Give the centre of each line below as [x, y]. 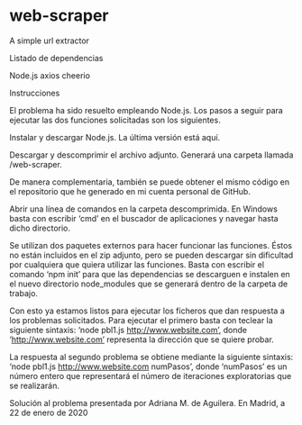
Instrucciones [35, 93]
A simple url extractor [50, 41]
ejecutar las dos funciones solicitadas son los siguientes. [115, 120]
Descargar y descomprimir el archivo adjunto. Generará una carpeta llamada [151, 155]
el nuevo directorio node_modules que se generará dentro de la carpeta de [149, 284]
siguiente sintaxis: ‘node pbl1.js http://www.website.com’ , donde [128, 330]
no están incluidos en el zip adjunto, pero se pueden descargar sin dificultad [151, 255]
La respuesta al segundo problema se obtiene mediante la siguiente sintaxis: [151, 357]
